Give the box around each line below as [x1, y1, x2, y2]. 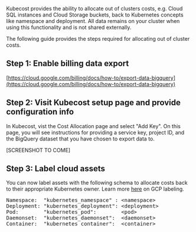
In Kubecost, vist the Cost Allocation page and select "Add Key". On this [6, 122, 181, 129]
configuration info [6, 107, 74, 117]
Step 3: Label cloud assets [6, 164, 105, 174]
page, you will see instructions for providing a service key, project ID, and [6, 129, 185, 136]
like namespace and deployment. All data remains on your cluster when [6, 18, 180, 24]
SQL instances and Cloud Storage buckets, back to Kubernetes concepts [6, 11, 184, 18]
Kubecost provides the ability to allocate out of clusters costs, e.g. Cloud [6, 5, 183, 12]
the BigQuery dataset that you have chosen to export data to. [6, 135, 155, 142]
